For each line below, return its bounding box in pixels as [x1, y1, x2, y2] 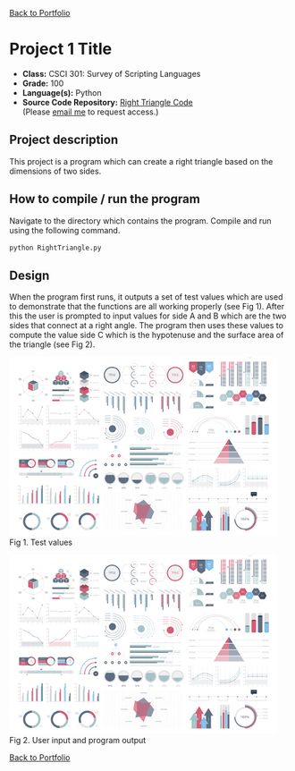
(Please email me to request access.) [21, 106, 159, 117]
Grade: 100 [21, 78, 64, 89]
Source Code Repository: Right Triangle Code [21, 97, 194, 107]
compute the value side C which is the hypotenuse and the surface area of [9, 330, 284, 341]
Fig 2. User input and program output [9, 735, 147, 746]
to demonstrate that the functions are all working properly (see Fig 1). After [9, 301, 284, 312]
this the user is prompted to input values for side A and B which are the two [9, 310, 287, 321]
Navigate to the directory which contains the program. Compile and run [9, 215, 272, 226]
